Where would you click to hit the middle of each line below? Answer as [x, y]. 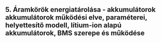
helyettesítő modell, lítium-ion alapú [63, 25]
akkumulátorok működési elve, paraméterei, [76, 18]
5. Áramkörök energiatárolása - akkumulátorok [80, 10]
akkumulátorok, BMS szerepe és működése [75, 33]
